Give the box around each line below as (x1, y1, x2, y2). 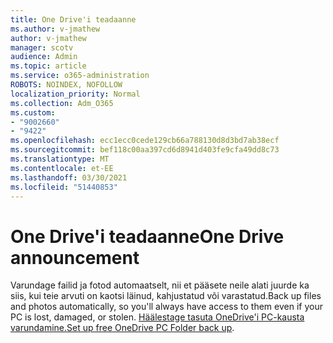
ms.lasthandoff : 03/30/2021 (10, 172, 128, 183)
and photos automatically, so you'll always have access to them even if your (10, 301, 323, 313)
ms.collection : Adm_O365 (10, 98, 114, 108)
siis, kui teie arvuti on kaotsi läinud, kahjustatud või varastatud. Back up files (10, 290, 322, 302)
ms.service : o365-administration (10, 71, 150, 81)
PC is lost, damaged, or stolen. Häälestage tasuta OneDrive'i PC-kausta (10, 311, 305, 323)
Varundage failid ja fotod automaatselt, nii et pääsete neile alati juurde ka (10, 279, 310, 291)
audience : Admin (10, 52, 78, 62)
